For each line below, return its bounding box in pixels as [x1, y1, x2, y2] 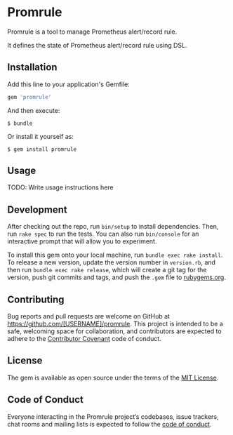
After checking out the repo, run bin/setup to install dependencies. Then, [7, 222, 219, 231]
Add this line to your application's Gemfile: [7, 80, 130, 88]
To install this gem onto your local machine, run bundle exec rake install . [7, 250, 223, 260]
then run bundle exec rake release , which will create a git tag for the [7, 266, 207, 274]
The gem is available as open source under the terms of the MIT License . [7, 373, 219, 382]
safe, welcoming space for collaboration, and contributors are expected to [7, 327, 222, 335]
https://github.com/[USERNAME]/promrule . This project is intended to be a [7, 320, 223, 328]
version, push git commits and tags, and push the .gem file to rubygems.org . [7, 273, 227, 281]
